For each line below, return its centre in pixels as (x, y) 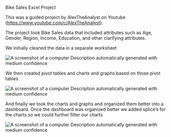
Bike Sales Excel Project (31, 7)
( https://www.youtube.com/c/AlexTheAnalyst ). (54, 23)
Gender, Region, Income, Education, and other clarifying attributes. (76, 38)
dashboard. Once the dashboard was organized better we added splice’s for (85, 109)
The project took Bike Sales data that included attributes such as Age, (79, 32)
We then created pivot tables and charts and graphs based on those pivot (83, 73)
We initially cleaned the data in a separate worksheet (61, 48)
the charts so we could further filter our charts (54, 115)
